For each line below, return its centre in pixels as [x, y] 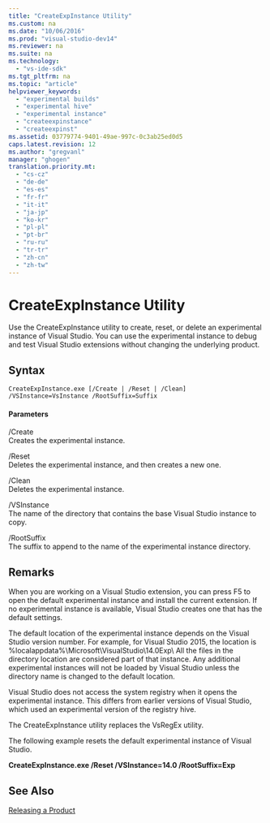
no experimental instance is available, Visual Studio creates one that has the [135, 609]
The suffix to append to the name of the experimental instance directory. [130, 547]
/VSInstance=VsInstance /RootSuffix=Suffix [83, 396]
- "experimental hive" [54, 106]
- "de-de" [32, 182]
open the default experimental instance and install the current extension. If [133, 601]
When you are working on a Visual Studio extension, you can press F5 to [130, 592]
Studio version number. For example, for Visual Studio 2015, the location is [133, 642]
